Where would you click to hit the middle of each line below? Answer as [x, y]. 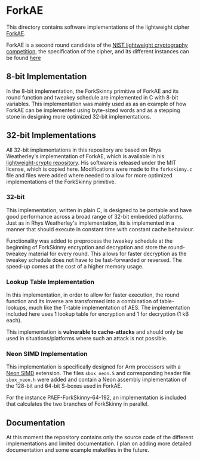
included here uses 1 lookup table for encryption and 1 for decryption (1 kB [98, 314]
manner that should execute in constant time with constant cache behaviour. [100, 229]
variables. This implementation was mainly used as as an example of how [96, 104]
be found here [24, 58]
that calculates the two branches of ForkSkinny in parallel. [78, 404]
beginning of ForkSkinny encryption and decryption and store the [87, 247]
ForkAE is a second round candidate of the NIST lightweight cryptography [97, 45]
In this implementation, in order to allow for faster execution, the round [93, 295]
